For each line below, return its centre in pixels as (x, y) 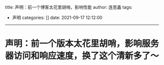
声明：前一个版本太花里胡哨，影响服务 (82, 44)
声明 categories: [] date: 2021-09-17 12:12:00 (57, 18)
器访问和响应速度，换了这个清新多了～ (82, 56)
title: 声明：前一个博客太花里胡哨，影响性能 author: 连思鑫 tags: (69, 7)
